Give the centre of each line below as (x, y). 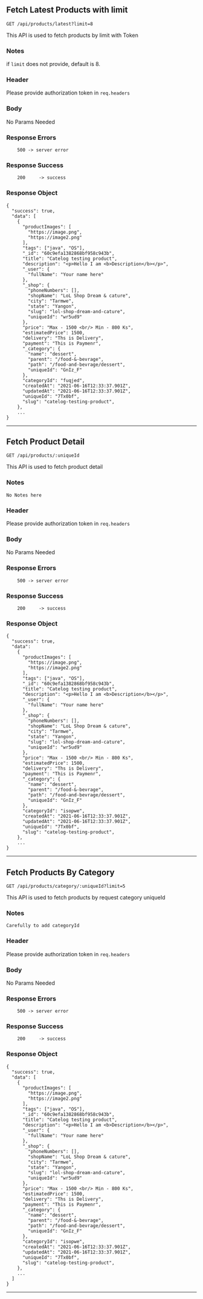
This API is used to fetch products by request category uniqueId (86, 897)
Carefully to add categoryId (43, 926)
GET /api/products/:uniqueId (43, 456)
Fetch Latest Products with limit (67, 10)
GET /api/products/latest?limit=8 (50, 24)
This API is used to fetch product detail (55, 467)
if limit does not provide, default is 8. (53, 64)
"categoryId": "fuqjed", (53, 380)
